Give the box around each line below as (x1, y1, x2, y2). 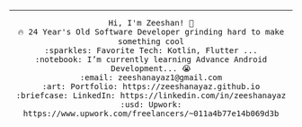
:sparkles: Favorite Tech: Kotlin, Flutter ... (44, 46, 258, 55)
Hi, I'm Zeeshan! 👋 (108, 18, 194, 28)
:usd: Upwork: (120, 100, 182, 109)
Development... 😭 (111, 64, 191, 73)
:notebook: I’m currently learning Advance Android (34, 55, 268, 64)
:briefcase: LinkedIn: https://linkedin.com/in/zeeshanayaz (15, 91, 287, 100)
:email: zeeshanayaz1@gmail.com (79, 73, 223, 82)
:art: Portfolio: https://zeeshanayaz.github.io (41, 82, 261, 91)
